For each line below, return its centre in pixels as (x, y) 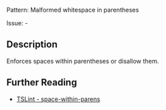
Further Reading (42, 82)
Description (32, 45)
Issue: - (17, 23)
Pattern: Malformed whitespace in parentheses (73, 10)
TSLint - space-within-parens (58, 99)
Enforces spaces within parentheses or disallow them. (83, 61)
